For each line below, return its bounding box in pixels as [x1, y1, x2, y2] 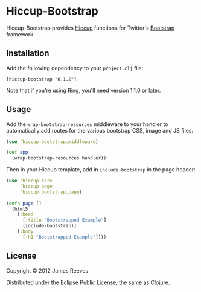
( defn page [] [6, 200, 42, 207]
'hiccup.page [19, 184, 53, 190]
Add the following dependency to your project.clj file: [6, 64, 144, 71]
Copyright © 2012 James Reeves [6, 267, 89, 274]
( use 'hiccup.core [6, 178, 53, 184]
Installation [6, 48, 49, 59]
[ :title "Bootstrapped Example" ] [22, 217, 107, 224]
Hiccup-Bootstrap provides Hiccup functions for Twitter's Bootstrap [6, 24, 175, 32]
